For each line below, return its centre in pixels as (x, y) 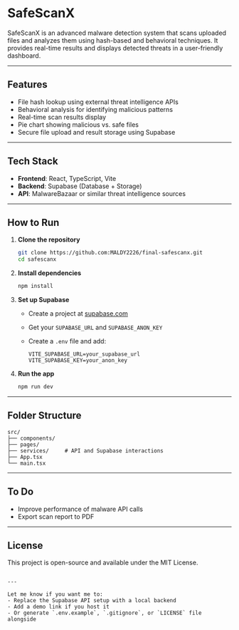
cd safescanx (37, 259)
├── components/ (31, 438)
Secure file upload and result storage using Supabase (96, 132)
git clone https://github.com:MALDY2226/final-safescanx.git (110, 253)
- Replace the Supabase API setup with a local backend (92, 601)
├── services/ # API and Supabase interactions (85, 450)
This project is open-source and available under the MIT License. (103, 563)
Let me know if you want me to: (55, 594)
